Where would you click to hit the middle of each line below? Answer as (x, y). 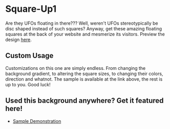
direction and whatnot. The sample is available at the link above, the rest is (84, 79)
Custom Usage (29, 56)
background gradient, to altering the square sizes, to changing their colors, (84, 73)
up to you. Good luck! (28, 84)
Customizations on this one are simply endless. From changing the (76, 68)
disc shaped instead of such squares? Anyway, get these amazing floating (84, 28)
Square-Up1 (31, 9)
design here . (18, 40)
